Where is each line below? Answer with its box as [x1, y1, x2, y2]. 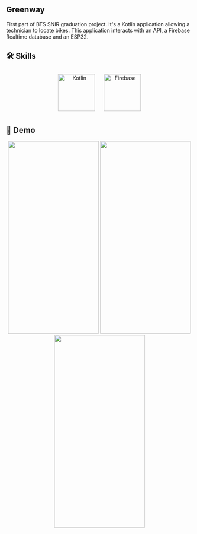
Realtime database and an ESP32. [6, 33, 89, 40]
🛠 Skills [6, 51, 37, 61]
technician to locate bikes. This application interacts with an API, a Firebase [6, 27, 190, 34]
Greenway [6, 5, 46, 15]
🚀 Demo [6, 125, 35, 135]
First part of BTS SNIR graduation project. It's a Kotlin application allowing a [6, 20, 190, 27]
